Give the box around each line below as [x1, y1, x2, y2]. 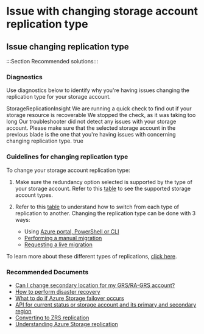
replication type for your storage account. [6, 93, 111, 101]
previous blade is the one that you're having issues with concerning [6, 131, 176, 138]
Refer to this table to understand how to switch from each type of [15, 203, 180, 210]
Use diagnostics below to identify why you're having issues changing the [6, 87, 190, 94]
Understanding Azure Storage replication [15, 320, 119, 327]
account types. [15, 191, 53, 199]
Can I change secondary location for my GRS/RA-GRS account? [15, 282, 175, 289]
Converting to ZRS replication [15, 314, 90, 321]
